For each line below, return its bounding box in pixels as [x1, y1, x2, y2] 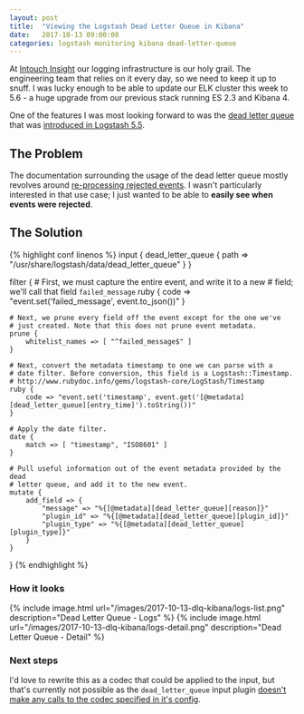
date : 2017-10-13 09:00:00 [9, 30, 119, 39]
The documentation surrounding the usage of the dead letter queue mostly [9, 170, 289, 181]
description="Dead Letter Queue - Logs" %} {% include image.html [9, 612, 261, 623]
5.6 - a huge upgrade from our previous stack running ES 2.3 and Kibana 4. [9, 93, 290, 103]
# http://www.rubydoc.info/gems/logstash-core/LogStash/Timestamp [9, 377, 265, 386]
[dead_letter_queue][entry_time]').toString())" [9, 400, 196, 409]
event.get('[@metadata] [155, 392, 245, 402]
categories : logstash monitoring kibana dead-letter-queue [9, 38, 237, 48]
